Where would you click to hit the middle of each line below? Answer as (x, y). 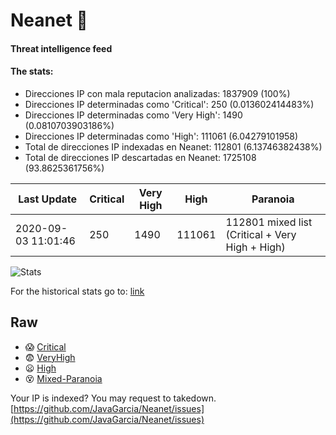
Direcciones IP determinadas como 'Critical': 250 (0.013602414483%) (169, 104)
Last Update (48, 199)
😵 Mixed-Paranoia (63, 378)
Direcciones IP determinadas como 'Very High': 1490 (133, 115)
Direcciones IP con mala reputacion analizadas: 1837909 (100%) (157, 93)
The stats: (32, 71)
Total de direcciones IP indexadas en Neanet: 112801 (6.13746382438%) (173, 146)
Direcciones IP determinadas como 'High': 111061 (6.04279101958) (161, 136)
